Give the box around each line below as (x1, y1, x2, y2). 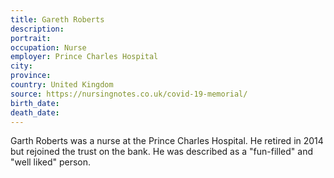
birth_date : (10, 98, 60, 108)
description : (10, 24, 65, 34)
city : (10, 61, 33, 71)
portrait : (10, 33, 52, 43)
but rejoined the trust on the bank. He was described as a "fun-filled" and (10, 146, 313, 158)
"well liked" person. (10, 156, 92, 168)
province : (10, 71, 52, 81)
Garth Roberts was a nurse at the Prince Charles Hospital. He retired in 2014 (10, 135, 324, 147)
